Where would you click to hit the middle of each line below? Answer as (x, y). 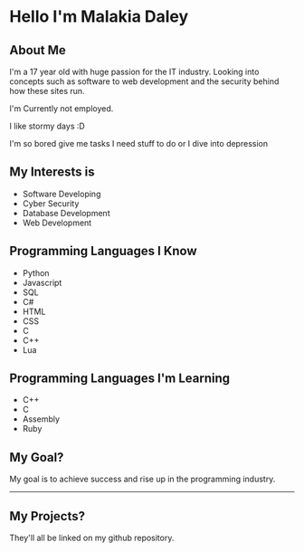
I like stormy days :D (47, 126)
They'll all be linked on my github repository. (92, 538)
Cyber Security (51, 203)
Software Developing (62, 194)
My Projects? (47, 516)
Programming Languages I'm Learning (120, 379)
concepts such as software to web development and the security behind (144, 81)
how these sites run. (47, 91)
